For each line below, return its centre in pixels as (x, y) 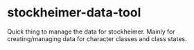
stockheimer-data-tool (74, 13)
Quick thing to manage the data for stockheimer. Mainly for (91, 32)
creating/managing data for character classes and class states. (97, 38)
